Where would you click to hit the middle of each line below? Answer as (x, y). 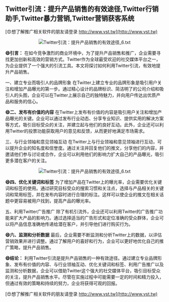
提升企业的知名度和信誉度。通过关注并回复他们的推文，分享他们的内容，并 (87, 148)
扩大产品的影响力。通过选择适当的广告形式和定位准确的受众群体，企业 (87, 217)
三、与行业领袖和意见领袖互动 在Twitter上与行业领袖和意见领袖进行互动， (81, 141)
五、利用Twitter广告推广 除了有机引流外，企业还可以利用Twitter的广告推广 (82, 211)
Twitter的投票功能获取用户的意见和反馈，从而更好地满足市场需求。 (78, 131)
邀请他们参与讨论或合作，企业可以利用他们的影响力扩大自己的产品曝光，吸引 (84, 154)
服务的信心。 (27, 101)
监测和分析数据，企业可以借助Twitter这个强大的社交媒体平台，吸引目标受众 (83, 270)
